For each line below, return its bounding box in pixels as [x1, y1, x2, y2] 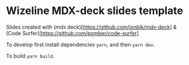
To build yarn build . [6, 52, 55, 59]
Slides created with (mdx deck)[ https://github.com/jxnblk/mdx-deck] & [6, 23, 177, 30]
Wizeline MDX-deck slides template [6, 4, 183, 18]
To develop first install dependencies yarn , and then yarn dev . [6, 41, 155, 48]
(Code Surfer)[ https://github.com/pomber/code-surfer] [6, 29, 139, 36]
